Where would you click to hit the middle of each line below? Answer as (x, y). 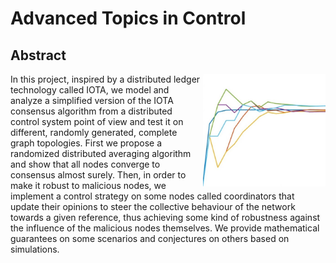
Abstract (38, 55)
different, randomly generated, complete (94, 132)
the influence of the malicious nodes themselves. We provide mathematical (165, 228)
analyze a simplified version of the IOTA (92, 100)
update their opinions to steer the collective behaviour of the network (153, 206)
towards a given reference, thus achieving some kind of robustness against (165, 217)
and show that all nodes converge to (85, 164)
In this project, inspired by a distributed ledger (105, 79)
